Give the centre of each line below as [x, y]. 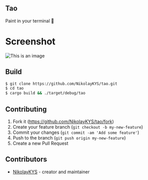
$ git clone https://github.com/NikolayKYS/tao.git [61, 84]
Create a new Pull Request [41, 143]
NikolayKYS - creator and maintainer [51, 172]
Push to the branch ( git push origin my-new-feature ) [69, 138]
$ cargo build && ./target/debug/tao [45, 93]
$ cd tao [15, 88]
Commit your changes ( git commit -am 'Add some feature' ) [76, 132]
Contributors [26, 159]
